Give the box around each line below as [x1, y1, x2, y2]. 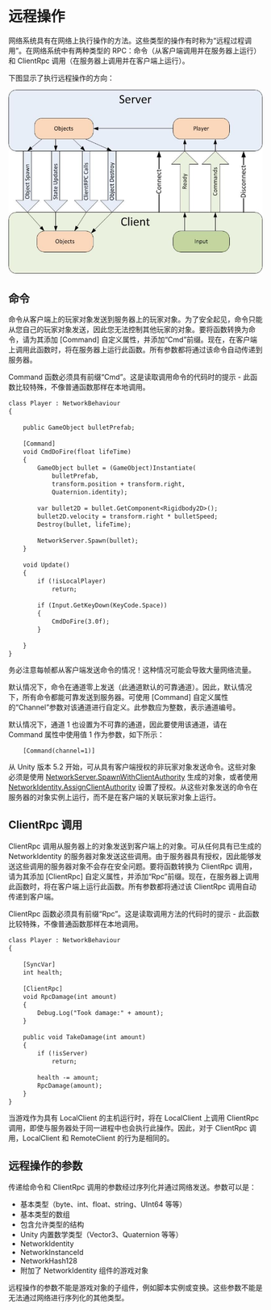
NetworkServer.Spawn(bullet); [37, 537, 139, 545]
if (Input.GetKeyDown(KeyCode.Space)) [37, 601, 168, 609]
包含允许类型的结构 [19, 1219, 85, 1229]
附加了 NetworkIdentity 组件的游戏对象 [19, 1266, 149, 1275]
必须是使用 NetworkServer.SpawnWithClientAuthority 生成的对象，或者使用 [8, 772, 258, 781]
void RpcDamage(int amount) [23, 992, 117, 1000]
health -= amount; [37, 1073, 99, 1081]
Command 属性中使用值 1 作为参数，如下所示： [8, 729, 165, 739]
